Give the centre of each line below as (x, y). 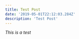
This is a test (18, 33)
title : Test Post (23, 10)
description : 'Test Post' (31, 19)
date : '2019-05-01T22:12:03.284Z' (40, 14)
